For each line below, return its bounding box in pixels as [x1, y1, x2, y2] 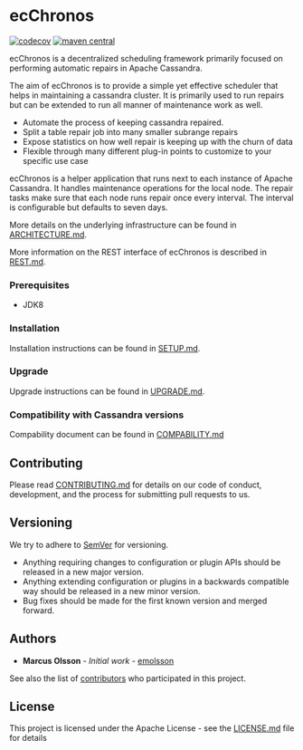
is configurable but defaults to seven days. [9, 201, 169, 213]
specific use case [22, 155, 89, 166]
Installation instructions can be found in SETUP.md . [9, 342, 201, 353]
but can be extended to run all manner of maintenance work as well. [9, 99, 263, 110]
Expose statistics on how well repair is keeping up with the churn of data [22, 136, 294, 147]
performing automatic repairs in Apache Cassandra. [9, 62, 204, 73]
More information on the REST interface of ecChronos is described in [9, 246, 267, 257]
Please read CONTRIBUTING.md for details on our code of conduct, [9, 479, 262, 490]
